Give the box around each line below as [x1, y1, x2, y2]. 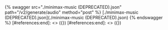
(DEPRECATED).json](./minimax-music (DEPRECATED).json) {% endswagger [5, 15, 163, 20]
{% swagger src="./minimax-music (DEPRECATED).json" [5, 4, 122, 10]
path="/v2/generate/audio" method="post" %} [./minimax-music [5, 9, 139, 15]
